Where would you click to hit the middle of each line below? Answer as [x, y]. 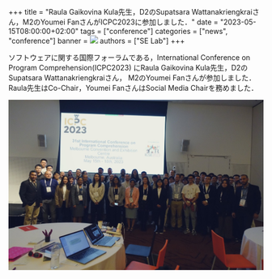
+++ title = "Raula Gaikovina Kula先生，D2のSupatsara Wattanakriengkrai [130, 12]
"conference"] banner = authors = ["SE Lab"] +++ [97, 41]
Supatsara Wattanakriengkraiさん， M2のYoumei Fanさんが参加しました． [132, 78]
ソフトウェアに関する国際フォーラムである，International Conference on [130, 58]
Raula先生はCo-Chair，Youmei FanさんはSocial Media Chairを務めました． [133, 88]
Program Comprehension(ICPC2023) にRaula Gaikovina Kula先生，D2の [128, 68]
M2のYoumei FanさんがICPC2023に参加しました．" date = [120, 22]
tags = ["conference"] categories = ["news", [154, 31]
